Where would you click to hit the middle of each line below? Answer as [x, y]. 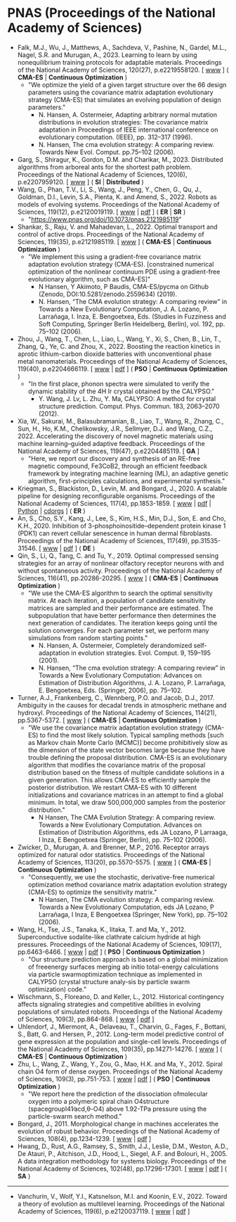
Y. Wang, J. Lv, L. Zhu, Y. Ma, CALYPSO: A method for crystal [127, 398]
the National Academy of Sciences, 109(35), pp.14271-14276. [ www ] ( [120, 1049]
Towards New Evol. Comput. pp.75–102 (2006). [107, 152]
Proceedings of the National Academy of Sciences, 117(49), [103, 540]
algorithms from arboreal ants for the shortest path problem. [105, 167]
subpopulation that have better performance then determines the [122, 615]
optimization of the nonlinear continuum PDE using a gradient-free [124, 272]
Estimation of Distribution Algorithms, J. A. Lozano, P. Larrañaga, [132, 682]
